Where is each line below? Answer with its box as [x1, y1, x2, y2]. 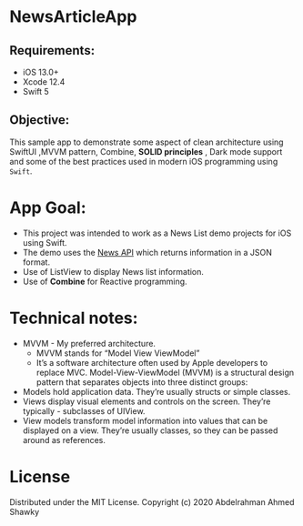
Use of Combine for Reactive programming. [22, 276, 188, 287]
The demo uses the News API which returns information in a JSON [22, 247, 273, 258]
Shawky [9, 506, 40, 517]
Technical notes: [9, 308, 138, 329]
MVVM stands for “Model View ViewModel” [35, 348, 200, 359]
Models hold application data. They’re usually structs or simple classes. [22, 386, 291, 397]
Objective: [9, 112, 70, 128]
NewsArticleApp [9, 6, 137, 27]
